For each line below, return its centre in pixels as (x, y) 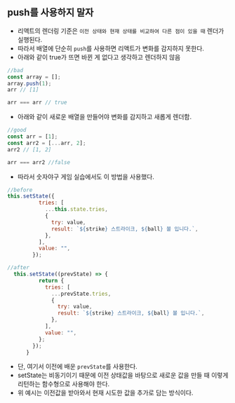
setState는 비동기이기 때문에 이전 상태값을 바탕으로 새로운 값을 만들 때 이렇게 (123, 375)
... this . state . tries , (76, 210)
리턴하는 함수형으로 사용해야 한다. (63, 384)
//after (19, 268)
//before (20, 190)
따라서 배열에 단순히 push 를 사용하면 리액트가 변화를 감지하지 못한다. (111, 48)
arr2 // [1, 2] (29, 149)
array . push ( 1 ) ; (29, 83)
